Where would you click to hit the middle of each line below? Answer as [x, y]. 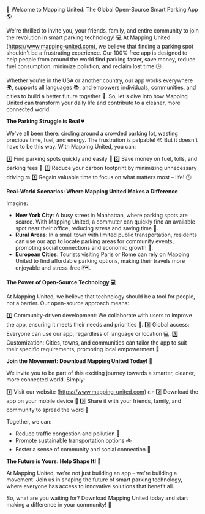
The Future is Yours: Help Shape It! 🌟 [54, 461]
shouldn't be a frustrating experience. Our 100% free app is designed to [97, 53]
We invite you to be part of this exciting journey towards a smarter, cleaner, [101, 373]
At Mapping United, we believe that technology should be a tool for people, [101, 297]
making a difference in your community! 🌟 [59, 504]
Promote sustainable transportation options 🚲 [74, 440]
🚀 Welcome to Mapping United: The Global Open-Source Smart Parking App [102, 10]
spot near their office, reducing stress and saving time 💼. [87, 228]
